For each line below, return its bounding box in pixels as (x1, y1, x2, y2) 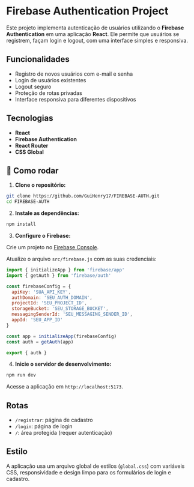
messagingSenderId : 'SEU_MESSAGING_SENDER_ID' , (11, 311, 133, 318)
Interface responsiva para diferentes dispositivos (14, 95, 136, 103)
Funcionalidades (6, 54, 70, 64)
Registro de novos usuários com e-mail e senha (14, 70, 133, 77)
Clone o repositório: (14, 181, 66, 189)
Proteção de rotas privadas (14, 89, 82, 97)
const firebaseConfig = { (6, 283, 71, 289)
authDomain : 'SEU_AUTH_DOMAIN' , (11, 294, 93, 301)
